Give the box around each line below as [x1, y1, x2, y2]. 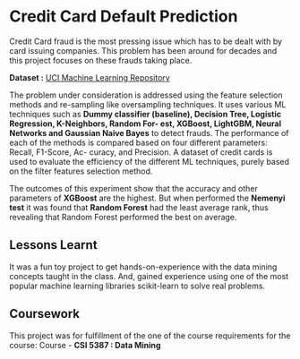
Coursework [9, 306, 81, 321]
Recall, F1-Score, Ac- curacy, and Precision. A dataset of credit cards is [9, 146, 273, 158]
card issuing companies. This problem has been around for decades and [9, 45, 278, 56]
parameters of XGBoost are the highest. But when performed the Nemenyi [9, 192, 286, 203]
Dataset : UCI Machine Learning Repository [9, 72, 170, 82]
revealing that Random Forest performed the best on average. [9, 211, 237, 222]
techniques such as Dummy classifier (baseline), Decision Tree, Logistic [9, 108, 282, 119]
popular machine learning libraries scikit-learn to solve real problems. [9, 280, 266, 291]
